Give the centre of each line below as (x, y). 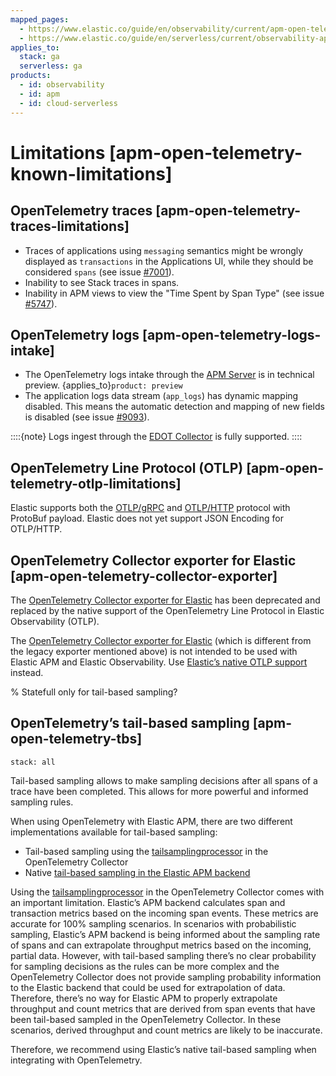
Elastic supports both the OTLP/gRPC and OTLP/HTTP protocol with (150, 508)
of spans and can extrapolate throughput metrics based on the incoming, (161, 945)
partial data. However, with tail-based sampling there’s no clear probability (163, 955)
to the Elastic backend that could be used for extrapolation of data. (148, 987)
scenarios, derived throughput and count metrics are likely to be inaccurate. (166, 1030)
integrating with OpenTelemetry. (76, 1060)
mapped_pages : (40, 19)
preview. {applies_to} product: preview (103, 385)
